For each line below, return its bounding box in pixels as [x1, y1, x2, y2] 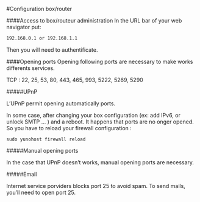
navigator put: [6, 24, 41, 30]
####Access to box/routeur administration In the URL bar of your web [6, 17, 182, 24]
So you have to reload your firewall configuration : [6, 124, 132, 131]
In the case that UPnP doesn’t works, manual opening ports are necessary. [6, 158, 194, 166]
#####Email [6, 170, 37, 178]
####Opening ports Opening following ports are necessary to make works [6, 58, 193, 65]
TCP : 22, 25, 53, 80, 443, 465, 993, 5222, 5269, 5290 [6, 76, 143, 83]
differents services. [6, 64, 55, 72]
